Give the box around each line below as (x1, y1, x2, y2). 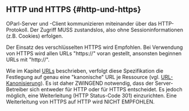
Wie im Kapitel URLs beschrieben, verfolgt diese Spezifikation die (6, 67, 164, 74)
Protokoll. (6, 26, 29, 33)
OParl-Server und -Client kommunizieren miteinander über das (6, 20, 157, 27)
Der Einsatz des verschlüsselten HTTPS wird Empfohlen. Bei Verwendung (6, 44, 183, 51)
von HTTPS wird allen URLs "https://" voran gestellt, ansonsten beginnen (6, 49, 182, 57)
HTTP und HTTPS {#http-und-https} (6, 5, 141, 15)
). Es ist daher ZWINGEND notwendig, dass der (40, 80, 154, 87)
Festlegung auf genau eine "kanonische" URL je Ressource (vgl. (6, 73, 160, 80)
